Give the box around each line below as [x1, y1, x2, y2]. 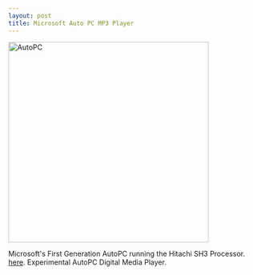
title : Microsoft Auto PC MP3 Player [8, 19, 135, 27]
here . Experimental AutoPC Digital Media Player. [8, 257, 167, 267]
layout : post [8, 11, 52, 20]
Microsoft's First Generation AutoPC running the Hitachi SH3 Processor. [8, 249, 246, 258]
